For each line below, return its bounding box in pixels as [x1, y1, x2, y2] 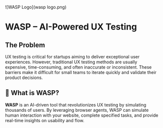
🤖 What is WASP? [5, 89, 59, 97]
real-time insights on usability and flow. [5, 117, 84, 123]
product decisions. [5, 75, 43, 80]
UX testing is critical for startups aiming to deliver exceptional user [5, 54, 140, 59]
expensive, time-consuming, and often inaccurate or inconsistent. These [5, 64, 152, 70]
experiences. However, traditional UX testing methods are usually [5, 59, 137, 65]
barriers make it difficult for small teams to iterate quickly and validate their [5, 70, 157, 75]
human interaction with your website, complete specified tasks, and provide [5, 112, 159, 118]
